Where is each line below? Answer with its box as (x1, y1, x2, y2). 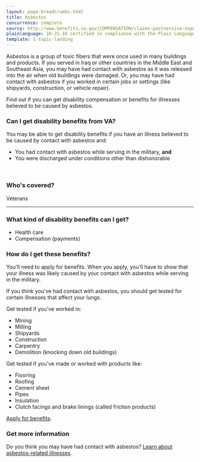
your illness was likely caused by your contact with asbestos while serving (6, 270, 189, 277)
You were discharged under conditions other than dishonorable (14, 155, 170, 162)
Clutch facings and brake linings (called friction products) (14, 403, 156, 411)
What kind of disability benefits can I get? (6, 215, 129, 223)
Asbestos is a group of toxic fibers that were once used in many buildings (6, 53, 186, 60)
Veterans (6, 195, 29, 202)
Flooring (14, 372, 36, 379)
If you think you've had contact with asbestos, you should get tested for (6, 288, 183, 295)
